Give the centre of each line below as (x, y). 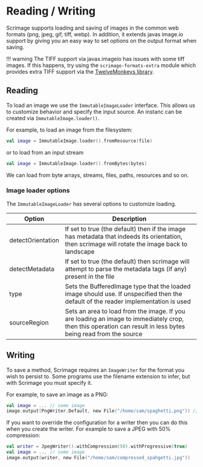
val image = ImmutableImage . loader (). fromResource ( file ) (79, 141)
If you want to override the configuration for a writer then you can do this (97, 423)
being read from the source (104, 333)
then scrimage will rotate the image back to (126, 244)
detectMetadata (32, 269)
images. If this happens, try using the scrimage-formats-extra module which (101, 65)
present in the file (90, 276)
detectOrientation (34, 240)
